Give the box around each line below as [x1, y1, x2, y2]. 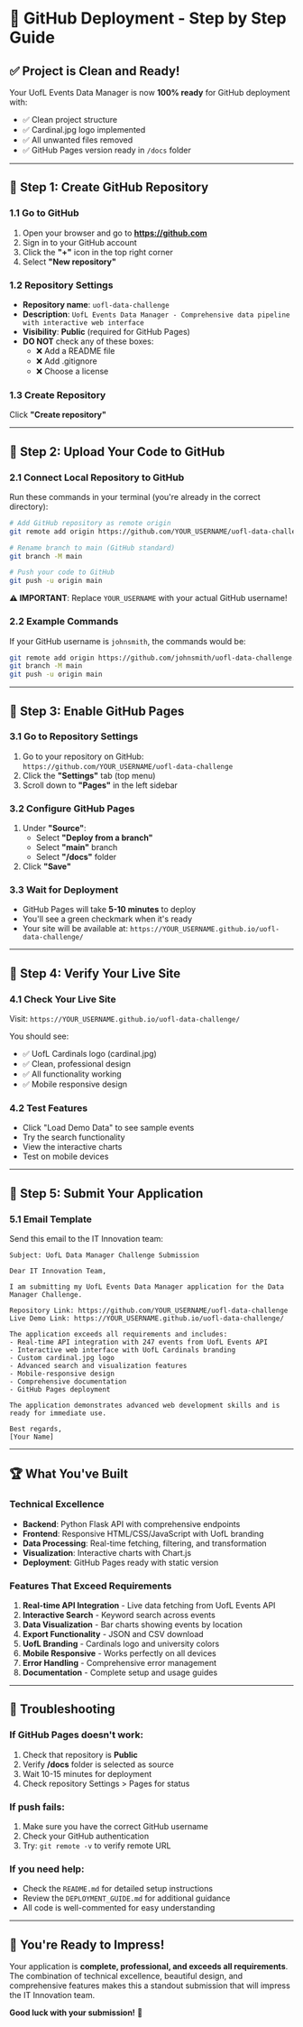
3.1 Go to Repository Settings [9, 730, 139, 743]
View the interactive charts [22, 1142, 123, 1152]
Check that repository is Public [22, 1749, 138, 1760]
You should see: [9, 1031, 69, 1041]
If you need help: [9, 1863, 85, 1875]
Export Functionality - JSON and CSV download [22, 1629, 205, 1640]
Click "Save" [22, 861, 72, 872]
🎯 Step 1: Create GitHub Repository [9, 180, 209, 195]
